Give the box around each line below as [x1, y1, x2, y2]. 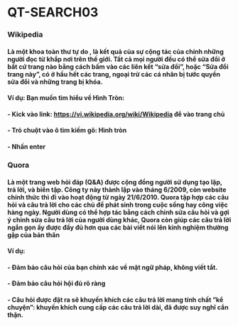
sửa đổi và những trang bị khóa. [7, 77, 103, 86]
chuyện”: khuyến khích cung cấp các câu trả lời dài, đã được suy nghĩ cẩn [7, 303, 229, 311]
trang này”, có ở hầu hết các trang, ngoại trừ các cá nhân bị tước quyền [7, 70, 220, 78]
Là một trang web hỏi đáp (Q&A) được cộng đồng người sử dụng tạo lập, [7, 178, 222, 186]
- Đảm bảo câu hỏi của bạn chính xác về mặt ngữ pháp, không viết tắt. [7, 263, 218, 271]
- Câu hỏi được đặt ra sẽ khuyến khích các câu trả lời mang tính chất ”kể [7, 295, 224, 304]
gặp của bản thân [7, 230, 60, 239]
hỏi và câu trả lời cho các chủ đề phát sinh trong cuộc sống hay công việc [7, 200, 229, 209]
